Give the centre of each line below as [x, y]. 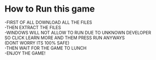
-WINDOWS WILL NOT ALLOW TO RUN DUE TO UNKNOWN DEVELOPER [78, 32]
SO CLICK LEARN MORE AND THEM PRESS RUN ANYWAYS [65, 38]
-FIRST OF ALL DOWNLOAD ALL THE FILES [48, 22]
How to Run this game [50, 9]
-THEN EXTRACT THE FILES [33, 27]
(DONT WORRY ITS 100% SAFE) [37, 43]
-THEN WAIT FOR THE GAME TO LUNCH [46, 48]
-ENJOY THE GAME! [25, 53]
